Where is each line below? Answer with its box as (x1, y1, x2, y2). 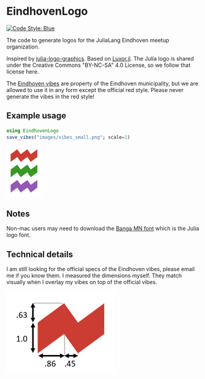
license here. (6, 67, 39, 75)
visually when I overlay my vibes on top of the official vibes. (6, 278, 158, 286)
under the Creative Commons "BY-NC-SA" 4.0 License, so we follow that (6, 61, 191, 69)
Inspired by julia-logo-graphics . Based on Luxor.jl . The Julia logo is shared (6, 55, 195, 62)
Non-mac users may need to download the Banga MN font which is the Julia (6, 225, 199, 232)
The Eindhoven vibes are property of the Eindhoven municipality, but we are (6, 80, 198, 87)
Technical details (6, 249, 74, 259)
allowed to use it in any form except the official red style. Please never (6, 86, 184, 93)
